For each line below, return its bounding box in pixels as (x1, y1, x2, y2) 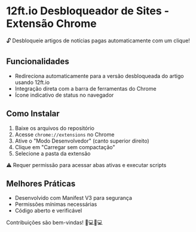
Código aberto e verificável (14, 207, 82, 214)
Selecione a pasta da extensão (14, 150, 91, 157)
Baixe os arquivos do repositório (14, 124, 94, 132)
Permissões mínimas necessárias (14, 201, 97, 208)
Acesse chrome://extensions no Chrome (14, 131, 115, 138)
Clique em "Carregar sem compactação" (14, 143, 115, 150)
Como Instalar (6, 109, 60, 119)
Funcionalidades (6, 57, 70, 67)
